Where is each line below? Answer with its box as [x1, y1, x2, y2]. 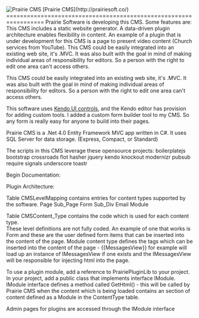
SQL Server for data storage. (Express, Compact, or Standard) [6, 135, 159, 143]
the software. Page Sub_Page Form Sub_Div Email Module [6, 201, 149, 208]
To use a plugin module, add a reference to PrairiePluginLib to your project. [6, 268, 190, 275]
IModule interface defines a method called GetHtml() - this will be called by [6, 281, 190, 288]
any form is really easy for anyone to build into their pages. [6, 118, 150, 125]
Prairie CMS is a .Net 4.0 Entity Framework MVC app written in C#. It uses [6, 129, 187, 136]
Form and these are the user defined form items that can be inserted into [6, 231, 185, 238]
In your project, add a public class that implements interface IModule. [6, 274, 176, 282]
